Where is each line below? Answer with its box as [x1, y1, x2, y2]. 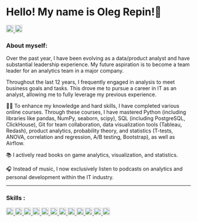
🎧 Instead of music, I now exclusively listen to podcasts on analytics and [6, 165, 183, 172]
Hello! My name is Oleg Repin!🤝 [6, 5, 162, 19]
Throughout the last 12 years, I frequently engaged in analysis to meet [6, 78, 175, 86]
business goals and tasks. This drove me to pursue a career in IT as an [6, 85, 177, 92]
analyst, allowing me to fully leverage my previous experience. [6, 91, 157, 98]
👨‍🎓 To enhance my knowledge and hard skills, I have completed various [6, 103, 180, 110]
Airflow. [6, 140, 25, 147]
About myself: [6, 41, 48, 49]
